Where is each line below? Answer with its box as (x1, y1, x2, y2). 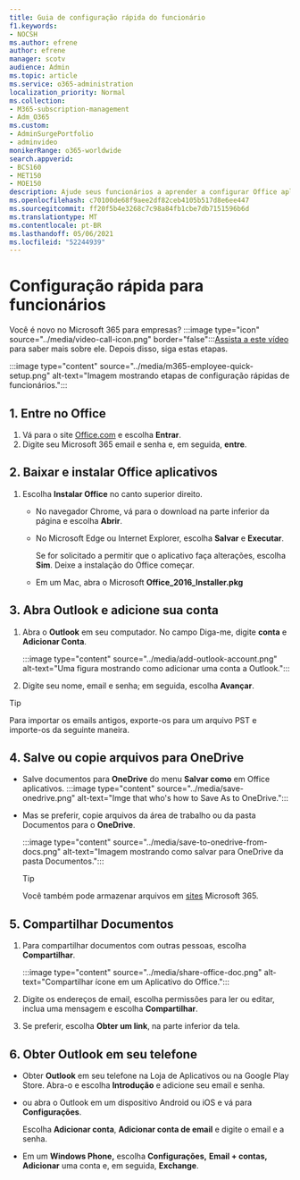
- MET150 (9, 171, 42, 180)
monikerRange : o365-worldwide (9, 146, 122, 155)
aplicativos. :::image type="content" (21, 783, 155, 794)
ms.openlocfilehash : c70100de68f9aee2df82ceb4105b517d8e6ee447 (9, 196, 250, 206)
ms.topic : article (9, 72, 78, 80)
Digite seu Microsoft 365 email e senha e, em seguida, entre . (21, 439, 247, 450)
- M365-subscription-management (9, 105, 129, 114)
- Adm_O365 (9, 113, 50, 122)
